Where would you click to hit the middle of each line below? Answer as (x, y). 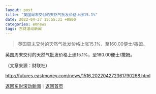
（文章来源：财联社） (27, 66)
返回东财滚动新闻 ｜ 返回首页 (34, 86)
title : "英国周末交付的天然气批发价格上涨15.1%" (52, 15)
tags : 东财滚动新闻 (24, 29)
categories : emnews (26, 24)
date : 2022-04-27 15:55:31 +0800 (41, 19)
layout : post (19, 10)
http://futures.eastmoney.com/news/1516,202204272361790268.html (78, 76)
